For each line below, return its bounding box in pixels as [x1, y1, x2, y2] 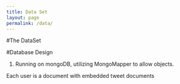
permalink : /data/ [6, 20, 53, 26]
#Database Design [6, 49, 53, 56]
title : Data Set [6, 9, 48, 15]
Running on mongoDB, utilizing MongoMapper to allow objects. [15, 60, 175, 68]
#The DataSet [6, 37, 41, 44]
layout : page [6, 15, 40, 21]
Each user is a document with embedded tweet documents [6, 72, 154, 80]
